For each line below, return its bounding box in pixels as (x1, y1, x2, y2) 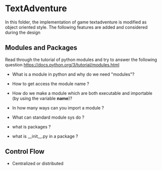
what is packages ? (12, 124, 51, 129)
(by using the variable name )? (12, 95, 72, 101)
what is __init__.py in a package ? (12, 133, 78, 139)
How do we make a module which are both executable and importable (12, 90, 153, 96)
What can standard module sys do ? (12, 114, 85, 120)
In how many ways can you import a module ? (12, 105, 104, 110)
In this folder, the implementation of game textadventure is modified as (5, 19, 147, 25)
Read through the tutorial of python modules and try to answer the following (5, 57, 157, 63)
